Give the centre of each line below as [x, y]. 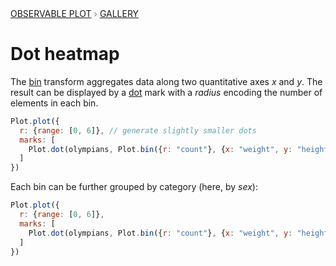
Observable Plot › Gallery [75, 13]
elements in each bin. [54, 103]
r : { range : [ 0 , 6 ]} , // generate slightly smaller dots [138, 130]
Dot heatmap [65, 54]
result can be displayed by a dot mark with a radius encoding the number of [166, 92]
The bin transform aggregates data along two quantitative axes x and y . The [166, 81]
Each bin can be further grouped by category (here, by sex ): [134, 187]
